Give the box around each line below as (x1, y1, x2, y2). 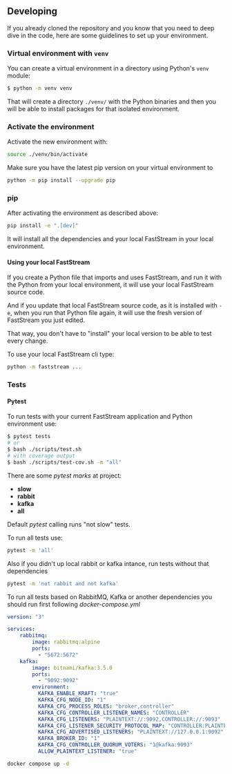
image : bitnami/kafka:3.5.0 (32, 664, 113, 671)
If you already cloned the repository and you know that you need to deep (7, 23, 215, 32)
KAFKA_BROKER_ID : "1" (37, 735, 100, 742)
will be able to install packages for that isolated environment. (7, 104, 180, 113)
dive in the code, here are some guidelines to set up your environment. (7, 31, 209, 39)
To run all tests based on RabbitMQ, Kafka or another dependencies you (7, 592, 213, 601)
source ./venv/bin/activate (7, 151, 88, 158)
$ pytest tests (7, 433, 51, 440)
